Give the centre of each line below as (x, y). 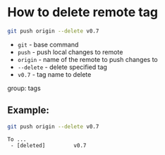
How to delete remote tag (83, 12)
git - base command (48, 44)
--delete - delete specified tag (62, 67)
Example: (28, 110)
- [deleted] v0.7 (48, 145)
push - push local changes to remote (70, 52)
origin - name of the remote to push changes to (87, 59)
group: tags (24, 88)
